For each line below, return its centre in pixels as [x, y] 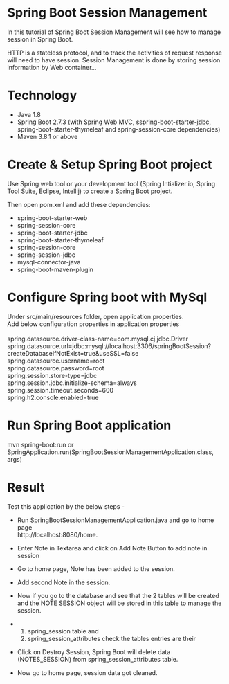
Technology [42, 96]
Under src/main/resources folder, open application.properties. [95, 316]
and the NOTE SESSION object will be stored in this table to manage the [119, 603]
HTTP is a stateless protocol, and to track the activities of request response [115, 53]
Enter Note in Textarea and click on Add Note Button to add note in [112, 548]
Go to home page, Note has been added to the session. [96, 568]
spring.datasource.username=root [56, 361]
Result [26, 487]
